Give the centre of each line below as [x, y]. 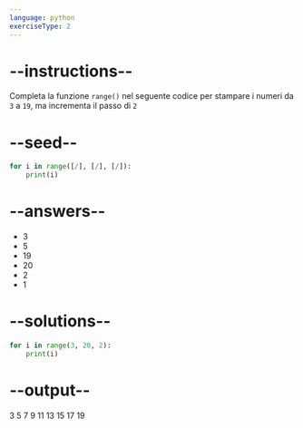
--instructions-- [71, 71]
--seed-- [44, 142]
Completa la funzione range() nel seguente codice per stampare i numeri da [152, 96]
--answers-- [58, 212]
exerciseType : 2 [40, 26]
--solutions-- [60, 321]
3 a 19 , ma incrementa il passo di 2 [73, 106]
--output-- [50, 390]
